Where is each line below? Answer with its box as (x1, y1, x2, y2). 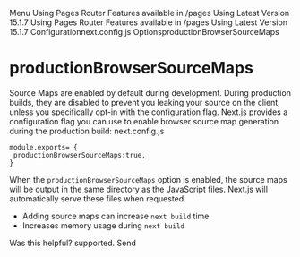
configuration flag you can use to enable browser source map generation (9, 116, 279, 126)
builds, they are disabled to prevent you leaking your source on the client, (9, 97, 280, 107)
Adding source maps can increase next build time (21, 210, 210, 221)
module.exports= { (9, 142, 78, 151)
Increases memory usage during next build (21, 219, 185, 231)
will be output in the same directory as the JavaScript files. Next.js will (9, 184, 269, 194)
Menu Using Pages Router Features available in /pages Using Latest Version (9, 8, 290, 18)
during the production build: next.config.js (9, 125, 165, 136)
